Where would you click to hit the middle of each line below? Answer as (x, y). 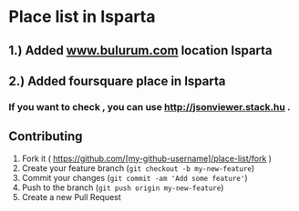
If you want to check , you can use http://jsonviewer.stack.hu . (149, 106)
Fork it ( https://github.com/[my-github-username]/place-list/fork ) (147, 158)
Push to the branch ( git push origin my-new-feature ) (123, 187)
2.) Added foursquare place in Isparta (117, 80)
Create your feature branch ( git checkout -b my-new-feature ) (138, 168)
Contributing (46, 137)
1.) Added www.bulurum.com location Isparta (140, 50)
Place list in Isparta (82, 17)
